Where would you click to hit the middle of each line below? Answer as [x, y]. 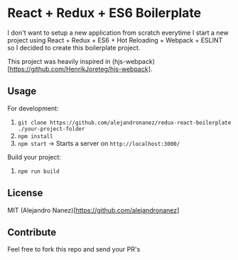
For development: [33, 108]
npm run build [38, 171]
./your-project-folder [51, 129]
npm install [35, 136]
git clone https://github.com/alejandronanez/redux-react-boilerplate [124, 123]
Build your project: [34, 157]
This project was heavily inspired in [59, 61]
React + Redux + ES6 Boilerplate [104, 13]
